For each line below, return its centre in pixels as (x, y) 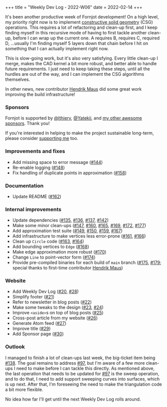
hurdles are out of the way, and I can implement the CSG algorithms (75, 74)
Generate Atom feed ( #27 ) (39, 323)
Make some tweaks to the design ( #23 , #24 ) (58, 307)
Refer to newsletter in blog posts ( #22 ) (52, 302)
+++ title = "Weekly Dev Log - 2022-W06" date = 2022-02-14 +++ (74, 7)
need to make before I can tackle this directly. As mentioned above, (85, 368)
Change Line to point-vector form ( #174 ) (54, 257)
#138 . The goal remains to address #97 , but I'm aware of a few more (75, 363)
